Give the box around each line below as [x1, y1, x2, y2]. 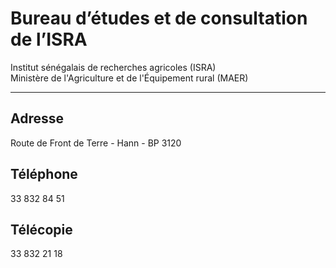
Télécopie [10, 221, 73, 238]
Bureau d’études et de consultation [10, 7, 308, 30]
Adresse [10, 110, 65, 127]
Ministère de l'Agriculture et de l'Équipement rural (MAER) [10, 72, 249, 84]
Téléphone [10, 166, 78, 183]
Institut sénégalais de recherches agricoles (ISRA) [10, 61, 217, 73]
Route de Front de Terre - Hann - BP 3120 [10, 137, 182, 149]
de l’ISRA [10, 28, 88, 51]
